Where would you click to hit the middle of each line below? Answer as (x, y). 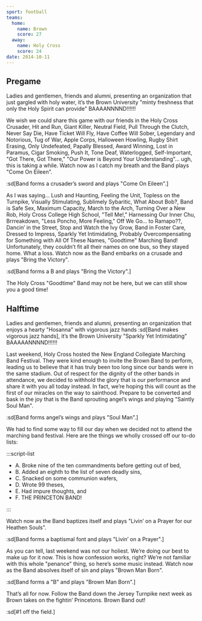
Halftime (23, 308)
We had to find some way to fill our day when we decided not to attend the (99, 429)
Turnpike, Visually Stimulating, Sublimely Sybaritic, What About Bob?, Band (100, 202)
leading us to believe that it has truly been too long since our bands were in (100, 367)
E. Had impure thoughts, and (50, 491)
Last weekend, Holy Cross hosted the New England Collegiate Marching (96, 354)
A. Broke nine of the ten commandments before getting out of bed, (98, 465)
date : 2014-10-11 (28, 57)
